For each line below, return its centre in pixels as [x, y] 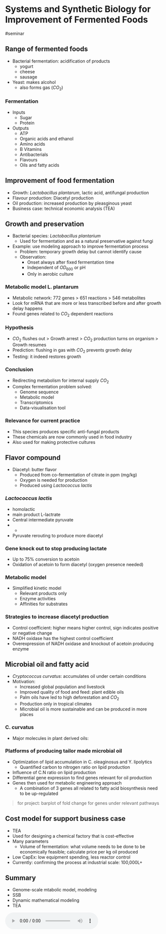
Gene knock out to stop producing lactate [56, 548]
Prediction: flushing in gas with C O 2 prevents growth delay [72, 351]
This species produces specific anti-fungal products [66, 431]
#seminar [15, 33]
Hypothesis [19, 328]
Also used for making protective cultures [54, 442]
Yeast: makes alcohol [34, 82]
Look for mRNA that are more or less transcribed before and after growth [87, 303]
